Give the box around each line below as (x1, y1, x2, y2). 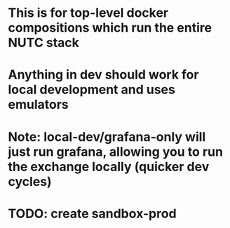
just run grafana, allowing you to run (8, 144, 224, 159)
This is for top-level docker (8, 5, 169, 21)
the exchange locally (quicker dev (8, 159, 210, 175)
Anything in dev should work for (8, 67, 199, 83)
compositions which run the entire (8, 20, 212, 36)
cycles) (8, 173, 52, 189)
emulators (8, 97, 69, 113)
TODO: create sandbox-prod (8, 206, 177, 222)
